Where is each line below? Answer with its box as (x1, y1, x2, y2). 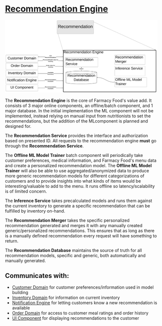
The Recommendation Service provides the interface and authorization (5, 132, 148, 139)
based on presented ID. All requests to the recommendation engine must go (5, 138, 157, 143)
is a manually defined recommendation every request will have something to (5, 233, 157, 238)
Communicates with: (5, 272, 69, 279)
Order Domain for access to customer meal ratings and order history (12, 310, 149, 316)
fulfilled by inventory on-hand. (5, 208, 65, 214)
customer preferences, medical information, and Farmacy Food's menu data (5, 157, 157, 163)
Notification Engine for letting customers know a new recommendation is (12, 300, 157, 306)
